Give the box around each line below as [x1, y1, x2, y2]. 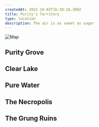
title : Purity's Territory [5, 12, 60, 17]
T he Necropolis [5, 98, 52, 106]
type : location [5, 16, 36, 21]
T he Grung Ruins [5, 114, 57, 123]
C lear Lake [5, 65, 38, 73]
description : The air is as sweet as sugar [5, 20, 95, 26]
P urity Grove [5, 48, 44, 56]
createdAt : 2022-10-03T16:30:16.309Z [5, 7, 82, 12]
